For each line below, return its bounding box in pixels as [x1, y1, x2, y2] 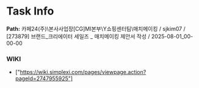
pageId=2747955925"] [15, 75, 73, 83]
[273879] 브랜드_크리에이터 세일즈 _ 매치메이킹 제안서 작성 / [6, 32, 151, 40]
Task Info [6, 4, 54, 18]
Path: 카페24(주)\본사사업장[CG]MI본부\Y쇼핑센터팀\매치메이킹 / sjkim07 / [6, 25, 186, 32]
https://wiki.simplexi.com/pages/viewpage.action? [20, 69, 147, 76]
